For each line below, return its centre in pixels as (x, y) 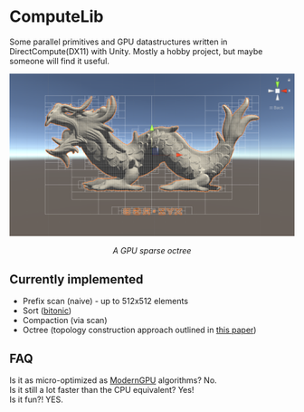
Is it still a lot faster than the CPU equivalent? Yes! (102, 390)
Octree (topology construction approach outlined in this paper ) (139, 330)
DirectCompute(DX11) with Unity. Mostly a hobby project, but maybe (136, 51)
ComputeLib (57, 17)
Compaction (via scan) (65, 321)
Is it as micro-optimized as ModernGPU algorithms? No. (113, 380)
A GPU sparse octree (152, 251)
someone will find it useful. (60, 61)
